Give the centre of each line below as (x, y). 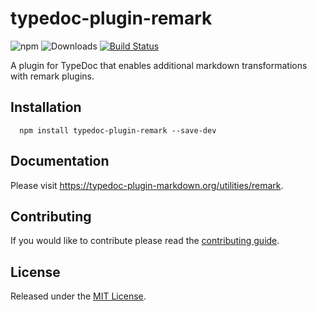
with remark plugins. (52, 76)
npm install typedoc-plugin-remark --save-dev (118, 130)
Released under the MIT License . (78, 296)
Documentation (60, 161)
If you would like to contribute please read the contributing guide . (145, 241)
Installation (46, 107)
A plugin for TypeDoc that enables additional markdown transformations (159, 65)
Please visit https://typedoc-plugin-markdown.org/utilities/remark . (147, 185)
